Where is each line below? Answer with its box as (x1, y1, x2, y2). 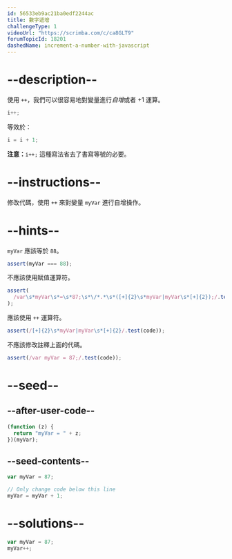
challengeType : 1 (7, 23, 57, 30)
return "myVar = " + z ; (13, 429, 81, 437)
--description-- (7, 72, 98, 88)
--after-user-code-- (7, 405, 95, 417)
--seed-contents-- (7, 455, 90, 467)
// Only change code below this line (7, 486, 116, 493)
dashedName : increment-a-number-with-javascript (7, 42, 150, 49)
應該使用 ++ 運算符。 (7, 313, 66, 322)
